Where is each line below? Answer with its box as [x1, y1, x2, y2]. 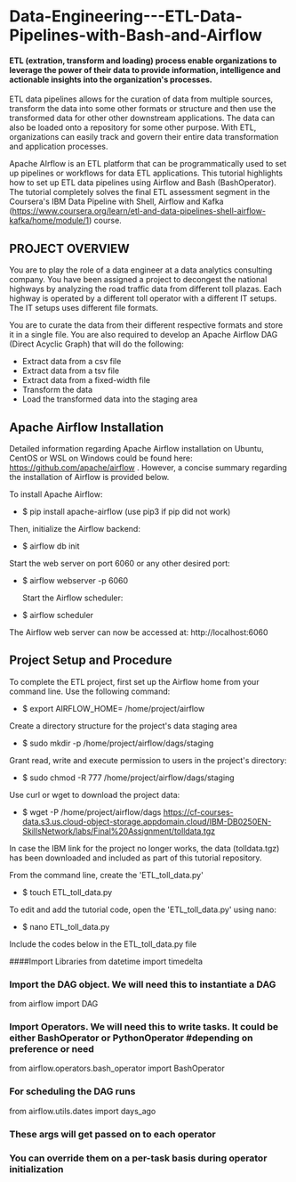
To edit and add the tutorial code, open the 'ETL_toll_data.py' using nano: [9, 904, 277, 915]
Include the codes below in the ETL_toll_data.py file [9, 938, 197, 950]
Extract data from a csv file [21, 356, 122, 367]
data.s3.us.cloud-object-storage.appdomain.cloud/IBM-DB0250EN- [21, 816, 272, 827]
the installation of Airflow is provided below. [9, 472, 170, 483]
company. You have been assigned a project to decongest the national [9, 274, 268, 285]
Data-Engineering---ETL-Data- [9, 6, 243, 27]
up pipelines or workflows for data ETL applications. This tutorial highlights [9, 167, 283, 179]
